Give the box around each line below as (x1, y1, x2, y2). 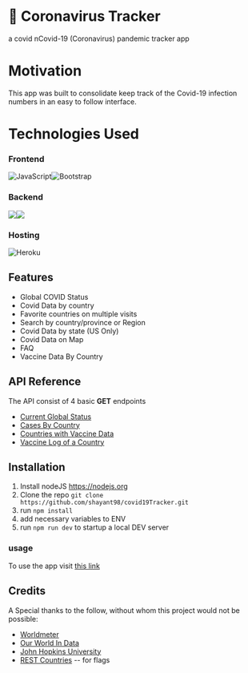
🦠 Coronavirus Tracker (8, 7, 162, 26)
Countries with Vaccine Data (19, 429, 114, 438)
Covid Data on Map (19, 334, 84, 344)
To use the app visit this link (8, 561, 100, 570)
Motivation (8, 62, 82, 80)
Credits (8, 584, 46, 598)
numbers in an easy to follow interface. (8, 96, 138, 107)
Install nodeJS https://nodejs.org (19, 482, 128, 491)
